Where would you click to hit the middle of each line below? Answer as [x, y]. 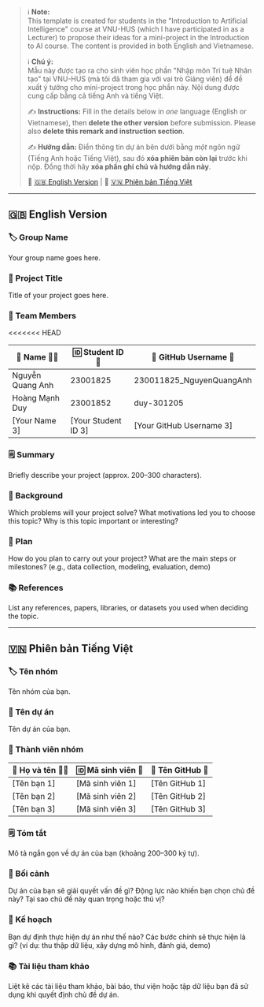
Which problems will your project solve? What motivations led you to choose [132, 513]
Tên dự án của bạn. [39, 729]
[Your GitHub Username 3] [183, 426]
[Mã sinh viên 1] [106, 783]
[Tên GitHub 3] [178, 809]
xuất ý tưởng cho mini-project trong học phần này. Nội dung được [133, 87]
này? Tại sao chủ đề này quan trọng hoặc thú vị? [86, 899]
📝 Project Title [35, 278]
